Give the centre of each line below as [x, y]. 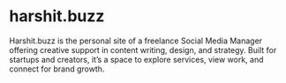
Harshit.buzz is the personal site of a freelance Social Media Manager [136, 41]
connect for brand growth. [57, 69]
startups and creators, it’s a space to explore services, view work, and [136, 59]
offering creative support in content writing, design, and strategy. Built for [143, 49]
